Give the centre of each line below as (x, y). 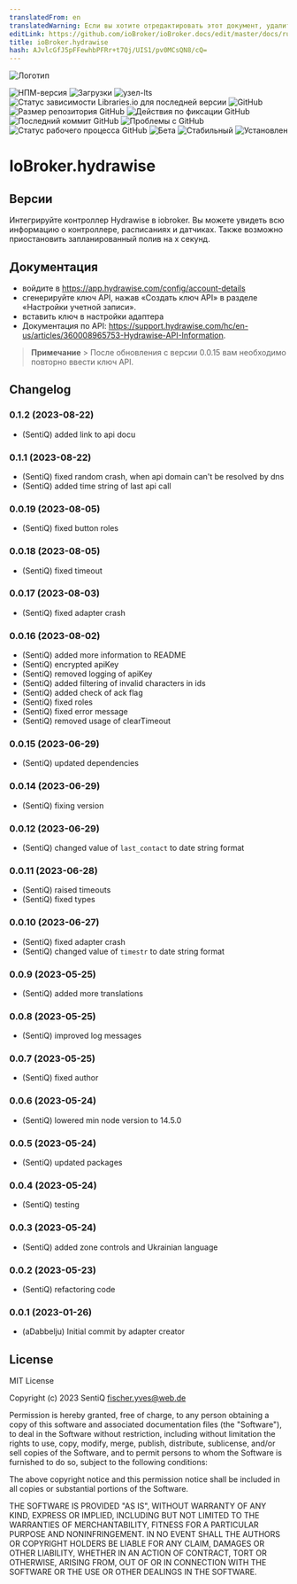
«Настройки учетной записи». (79, 307)
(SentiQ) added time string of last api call (96, 486)
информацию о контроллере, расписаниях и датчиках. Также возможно (146, 230)
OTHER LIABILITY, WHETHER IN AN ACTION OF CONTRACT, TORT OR (138, 1553)
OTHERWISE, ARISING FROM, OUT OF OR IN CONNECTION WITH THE (138, 1563)
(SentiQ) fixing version (63, 805)
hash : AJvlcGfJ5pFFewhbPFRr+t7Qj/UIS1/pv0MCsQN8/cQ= (108, 51)
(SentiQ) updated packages (72, 1163)
